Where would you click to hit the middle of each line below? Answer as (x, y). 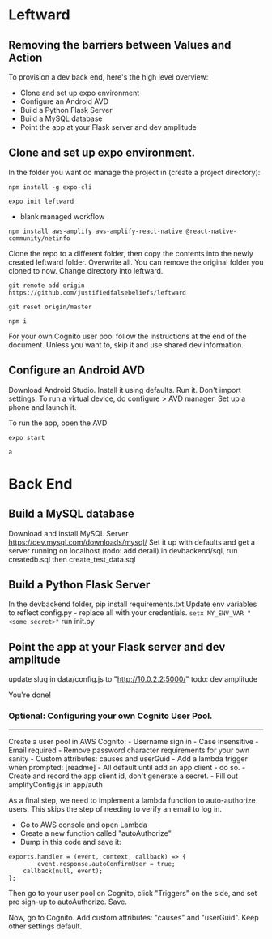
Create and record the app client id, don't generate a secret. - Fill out (123, 776)
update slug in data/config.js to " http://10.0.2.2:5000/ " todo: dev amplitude (133, 679)
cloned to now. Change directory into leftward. (86, 270)
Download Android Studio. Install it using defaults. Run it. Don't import (125, 390)
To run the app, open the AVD (58, 423)
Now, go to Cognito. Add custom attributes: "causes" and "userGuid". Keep (134, 917)
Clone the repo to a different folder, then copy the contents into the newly (131, 253)
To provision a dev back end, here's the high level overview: (108, 77)
